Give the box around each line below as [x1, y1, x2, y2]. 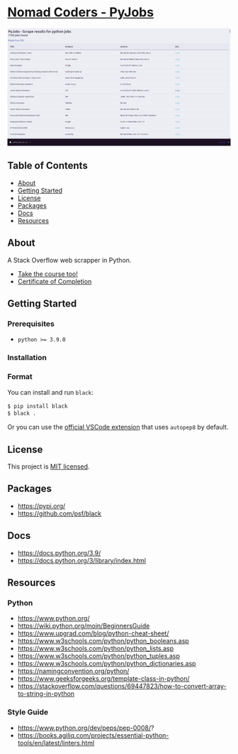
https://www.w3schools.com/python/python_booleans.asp [17, 637, 189, 645]
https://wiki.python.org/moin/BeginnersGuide [17, 622, 150, 630]
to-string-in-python [17, 689, 75, 698]
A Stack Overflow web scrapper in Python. [7, 256, 132, 264]
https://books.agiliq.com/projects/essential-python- [17, 731, 169, 739]
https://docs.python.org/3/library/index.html [17, 556, 147, 564]
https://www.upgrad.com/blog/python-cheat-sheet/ [17, 629, 169, 638]
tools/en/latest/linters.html [17, 738, 95, 747]
